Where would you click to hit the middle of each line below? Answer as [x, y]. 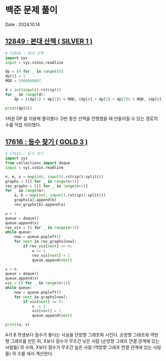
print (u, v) [17, 325]
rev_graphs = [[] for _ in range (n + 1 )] [47, 186]
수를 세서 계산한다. [35, 353]
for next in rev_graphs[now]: [46, 241]
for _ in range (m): [25, 190]
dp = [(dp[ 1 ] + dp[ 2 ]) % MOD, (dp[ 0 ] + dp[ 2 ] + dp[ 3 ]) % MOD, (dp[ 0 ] [88, 99]
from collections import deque [38, 163]
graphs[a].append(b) [35, 200]
